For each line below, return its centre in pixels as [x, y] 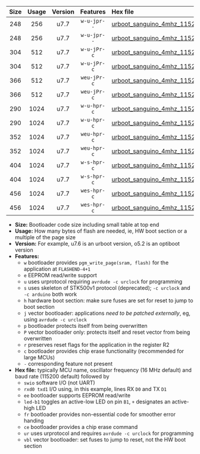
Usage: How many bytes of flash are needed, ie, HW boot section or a [101, 231]
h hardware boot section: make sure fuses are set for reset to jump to [108, 300]
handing [34, 421]
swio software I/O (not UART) [59, 383]
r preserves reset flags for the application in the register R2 [96, 345]
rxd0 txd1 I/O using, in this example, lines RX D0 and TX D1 [95, 389]
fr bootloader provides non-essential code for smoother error [99, 414]
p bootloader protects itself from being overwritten [85, 326]
